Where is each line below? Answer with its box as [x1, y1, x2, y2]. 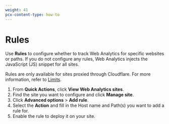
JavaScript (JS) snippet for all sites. [5, 61, 79, 67]
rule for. [12, 108, 29, 114]
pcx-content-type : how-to [5, 12, 60, 17]
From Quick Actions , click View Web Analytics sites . [12, 87, 125, 93]
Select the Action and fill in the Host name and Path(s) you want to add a [12, 102, 164, 109]
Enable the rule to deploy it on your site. [12, 113, 96, 119]
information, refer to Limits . [5, 76, 62, 82]
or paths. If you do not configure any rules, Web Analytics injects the [5, 56, 148, 62]
